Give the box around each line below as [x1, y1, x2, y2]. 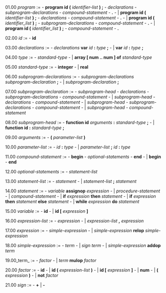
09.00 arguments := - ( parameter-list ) [5, 135, 86, 140]
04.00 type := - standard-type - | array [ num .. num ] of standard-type [5, 54, 152, 60]
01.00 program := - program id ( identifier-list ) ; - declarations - [5, 4, 137, 10]
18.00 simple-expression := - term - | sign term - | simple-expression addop [5, 243, 161, 248]
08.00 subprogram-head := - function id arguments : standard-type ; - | [5, 120, 155, 125]
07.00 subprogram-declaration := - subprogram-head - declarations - [5, 89, 150, 94]
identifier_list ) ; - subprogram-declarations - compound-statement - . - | [5, 20, 156, 26]
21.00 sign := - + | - [5, 282, 45, 288]
